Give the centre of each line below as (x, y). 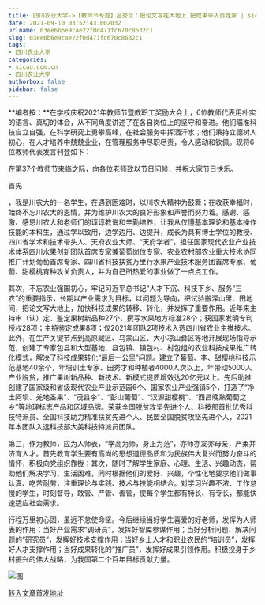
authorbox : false (37, 81)
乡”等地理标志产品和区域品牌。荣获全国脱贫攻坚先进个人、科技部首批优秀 (127, 407)
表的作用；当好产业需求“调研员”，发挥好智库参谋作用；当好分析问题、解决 (129, 530)
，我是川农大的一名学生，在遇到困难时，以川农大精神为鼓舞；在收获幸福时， (132, 202)
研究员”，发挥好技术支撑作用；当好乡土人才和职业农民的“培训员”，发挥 (140, 539)
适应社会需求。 (39, 503)
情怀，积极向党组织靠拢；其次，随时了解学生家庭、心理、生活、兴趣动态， (129, 463)
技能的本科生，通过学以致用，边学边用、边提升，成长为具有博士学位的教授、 (132, 232)
